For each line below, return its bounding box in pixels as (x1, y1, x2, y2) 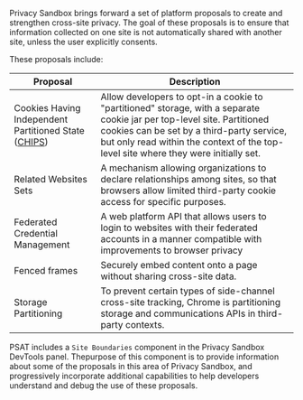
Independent (14, 113, 69, 126)
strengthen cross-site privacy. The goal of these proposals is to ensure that (9, 17, 289, 28)
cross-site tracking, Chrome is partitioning (100, 296, 281, 308)
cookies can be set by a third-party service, (100, 125, 287, 136)
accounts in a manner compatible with (100, 233, 262, 245)
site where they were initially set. (122, 147, 262, 159)
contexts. (124, 319, 165, 330)
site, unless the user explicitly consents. (9, 36, 158, 47)
